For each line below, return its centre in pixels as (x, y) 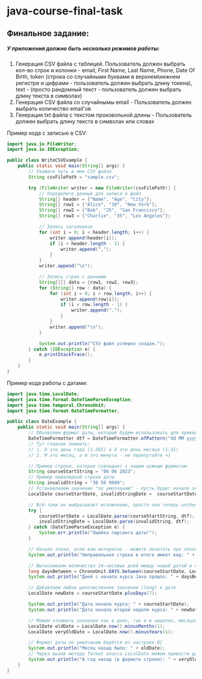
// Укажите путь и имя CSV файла (70, 172)
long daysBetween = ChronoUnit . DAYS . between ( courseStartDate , (108, 571)
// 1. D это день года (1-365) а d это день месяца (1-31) (104, 449)
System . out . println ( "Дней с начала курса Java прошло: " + (104, 577)
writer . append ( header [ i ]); (83, 238)
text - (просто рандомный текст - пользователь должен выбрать (98, 89)
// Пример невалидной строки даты (71, 477)
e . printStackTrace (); (66, 355)
